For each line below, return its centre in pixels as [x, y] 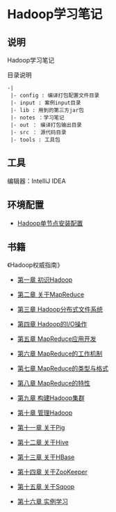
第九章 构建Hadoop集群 [51, 398]
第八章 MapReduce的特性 [53, 383]
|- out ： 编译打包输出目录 [46, 125]
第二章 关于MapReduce [51, 295]
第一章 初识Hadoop [45, 280]
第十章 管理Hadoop [45, 413]
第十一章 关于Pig [41, 428]
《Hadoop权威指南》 [35, 265]
